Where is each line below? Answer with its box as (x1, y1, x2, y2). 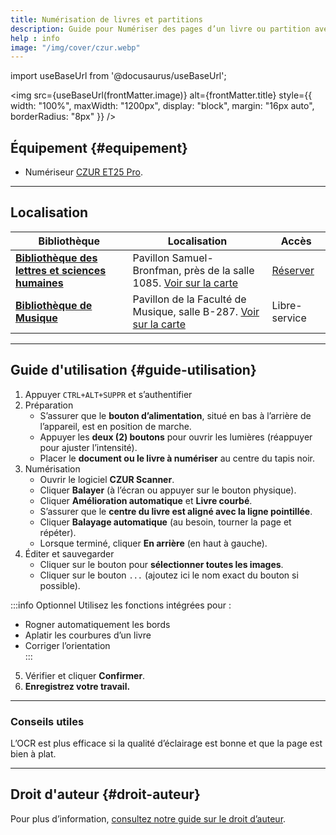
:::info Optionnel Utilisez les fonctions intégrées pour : (10, 599, 232, 611)
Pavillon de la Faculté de (132, 292, 247, 306)
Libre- (271, 298, 303, 312)
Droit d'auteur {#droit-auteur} (10, 786, 201, 803)
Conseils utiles (10, 714, 85, 728)
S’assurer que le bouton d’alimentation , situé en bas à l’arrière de (39, 409, 312, 421)
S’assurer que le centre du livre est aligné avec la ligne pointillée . (39, 505, 313, 517)
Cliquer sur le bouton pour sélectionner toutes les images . (39, 558, 284, 570)
